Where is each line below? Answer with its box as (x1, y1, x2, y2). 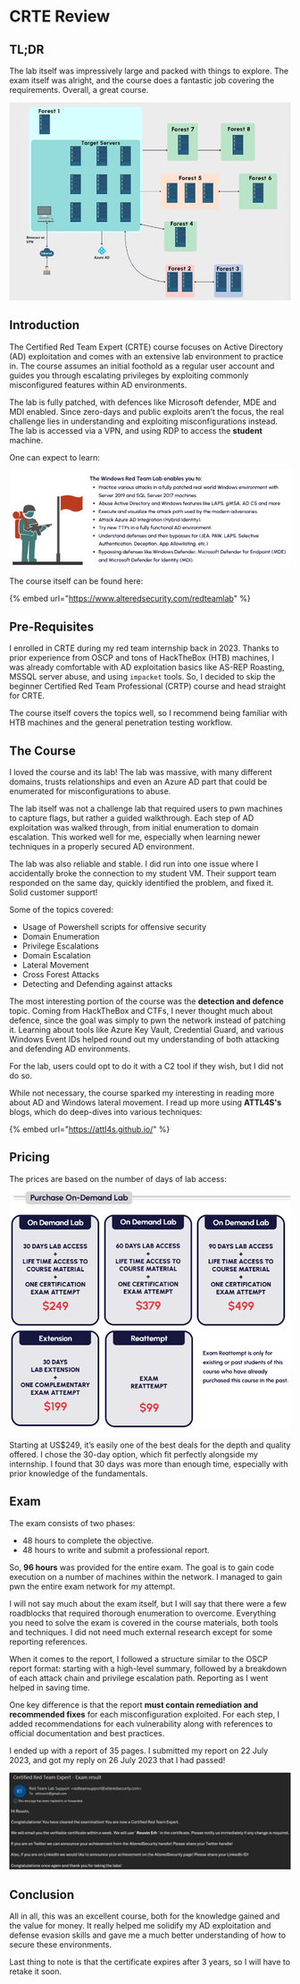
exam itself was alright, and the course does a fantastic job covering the (9, 75, 275, 86)
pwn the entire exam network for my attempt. (9, 1581, 176, 1591)
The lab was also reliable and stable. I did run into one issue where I (9, 858, 259, 869)
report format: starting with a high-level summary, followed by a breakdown (9, 1663, 287, 1674)
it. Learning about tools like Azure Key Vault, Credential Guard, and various (9, 1025, 284, 1035)
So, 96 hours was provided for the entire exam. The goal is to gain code (9, 1562, 275, 1573)
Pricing (9, 1150, 51, 1165)
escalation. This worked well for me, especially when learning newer (9, 832, 262, 842)
